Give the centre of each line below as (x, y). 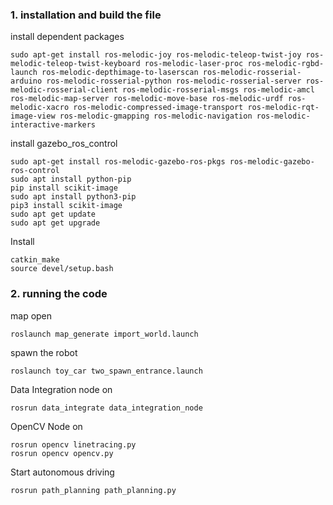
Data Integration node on (61, 389)
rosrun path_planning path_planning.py (93, 490)
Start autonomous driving (62, 472)
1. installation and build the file (86, 15)
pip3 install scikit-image (66, 206)
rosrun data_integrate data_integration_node (106, 408)
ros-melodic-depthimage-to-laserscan (120, 73)
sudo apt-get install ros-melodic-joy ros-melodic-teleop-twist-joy (156, 55)
